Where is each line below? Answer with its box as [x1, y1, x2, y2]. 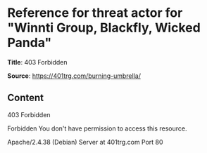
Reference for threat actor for [7, 5, 183, 21]
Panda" [7, 35, 52, 51]
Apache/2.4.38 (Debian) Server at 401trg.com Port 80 [7, 138, 163, 146]
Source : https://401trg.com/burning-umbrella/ [7, 72, 141, 80]
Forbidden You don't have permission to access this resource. [7, 124, 187, 133]
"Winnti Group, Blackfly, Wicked [7, 20, 201, 36]
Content [7, 92, 44, 104]
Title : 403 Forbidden [7, 58, 68, 66]
